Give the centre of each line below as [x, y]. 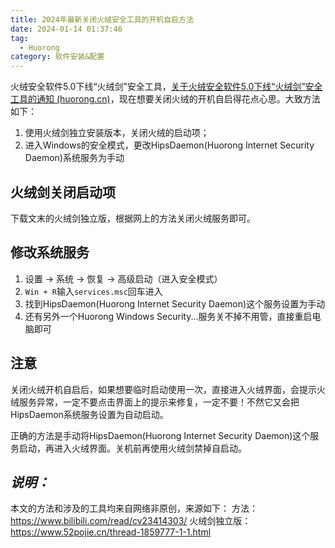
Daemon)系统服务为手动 [74, 158]
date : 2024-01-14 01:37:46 [66, 29]
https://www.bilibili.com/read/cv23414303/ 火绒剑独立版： [131, 521]
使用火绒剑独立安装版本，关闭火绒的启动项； [117, 133]
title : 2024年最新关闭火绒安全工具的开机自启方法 [102, 19]
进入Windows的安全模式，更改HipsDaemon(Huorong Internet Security [169, 145]
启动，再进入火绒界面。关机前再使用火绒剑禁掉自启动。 [132, 448]
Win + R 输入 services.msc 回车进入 [93, 291]
